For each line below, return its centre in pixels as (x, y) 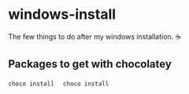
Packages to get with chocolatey (90, 64)
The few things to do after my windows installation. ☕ (95, 36)
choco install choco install (59, 84)
